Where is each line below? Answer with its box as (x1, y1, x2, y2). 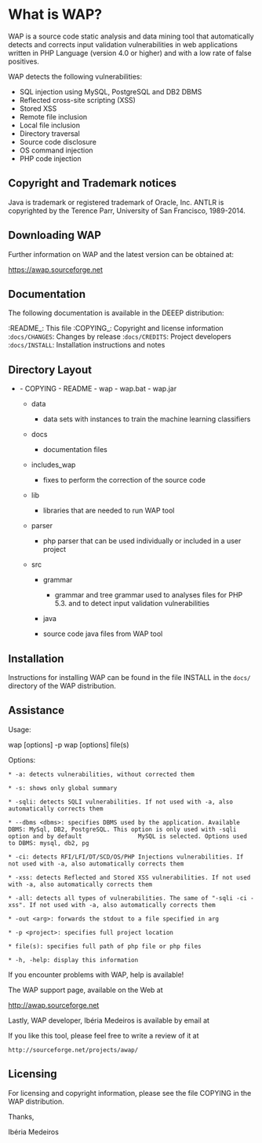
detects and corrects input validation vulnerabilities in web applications (8, 39, 238, 49)
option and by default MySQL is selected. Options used (8, 832, 247, 840)
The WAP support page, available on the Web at (8, 985, 163, 994)
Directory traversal (19, 128, 80, 138)
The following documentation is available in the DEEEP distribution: (8, 308, 224, 318)
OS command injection (19, 145, 93, 155)
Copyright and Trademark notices (8, 177, 177, 190)
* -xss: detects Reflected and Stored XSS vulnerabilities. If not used (8, 873, 251, 881)
